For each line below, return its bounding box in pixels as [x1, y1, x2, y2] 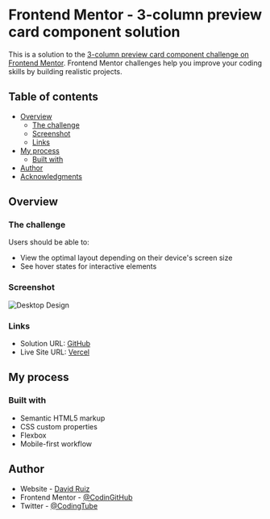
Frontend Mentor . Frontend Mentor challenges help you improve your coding [8, 58, 263, 68]
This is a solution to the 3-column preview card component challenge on [8, 49, 250, 59]
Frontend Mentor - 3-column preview [8, 6, 263, 24]
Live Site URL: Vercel [19, 347, 90, 357]
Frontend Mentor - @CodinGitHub [19, 492, 133, 502]
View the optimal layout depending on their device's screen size [19, 253, 233, 263]
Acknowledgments [19, 171, 83, 181]
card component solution [8, 23, 181, 41]
